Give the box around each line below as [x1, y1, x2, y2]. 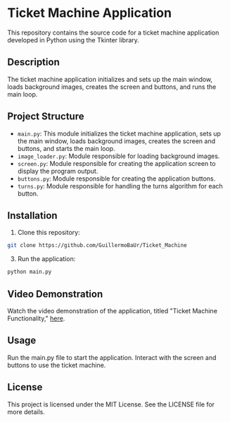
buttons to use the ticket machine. [7, 361, 106, 369]
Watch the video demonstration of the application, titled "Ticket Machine [7, 306, 218, 315]
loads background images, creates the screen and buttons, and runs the [7, 83, 217, 91]
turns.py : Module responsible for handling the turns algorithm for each [17, 181, 223, 190]
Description [7, 56, 60, 68]
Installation [7, 210, 58, 222]
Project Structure [7, 111, 84, 123]
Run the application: [17, 255, 76, 263]
